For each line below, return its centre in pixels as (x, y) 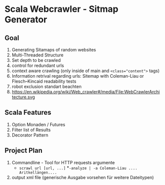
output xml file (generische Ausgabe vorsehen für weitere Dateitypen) (83, 177)
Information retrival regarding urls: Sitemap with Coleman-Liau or (78, 76)
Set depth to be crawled (36, 60)
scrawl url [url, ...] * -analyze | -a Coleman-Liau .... (78, 168)
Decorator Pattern (30, 135)
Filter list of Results (31, 130)
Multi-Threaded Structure (37, 55)
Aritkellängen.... (38, 172)
